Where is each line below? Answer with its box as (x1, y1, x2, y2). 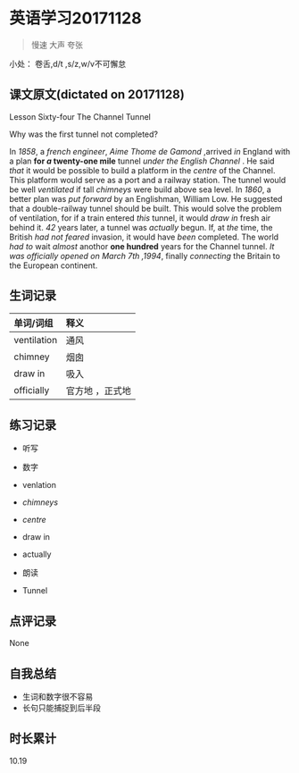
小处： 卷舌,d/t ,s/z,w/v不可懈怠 (9, 58, 127, 69)
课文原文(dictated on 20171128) (9, 87, 185, 103)
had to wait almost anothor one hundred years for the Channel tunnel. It (9, 240, 275, 251)
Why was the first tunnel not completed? (9, 129, 159, 139)
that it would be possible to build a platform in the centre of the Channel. (9, 164, 276, 175)
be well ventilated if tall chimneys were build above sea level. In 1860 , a (9, 184, 272, 195)
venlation (21, 480, 56, 491)
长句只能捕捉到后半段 (21, 702, 101, 713)
